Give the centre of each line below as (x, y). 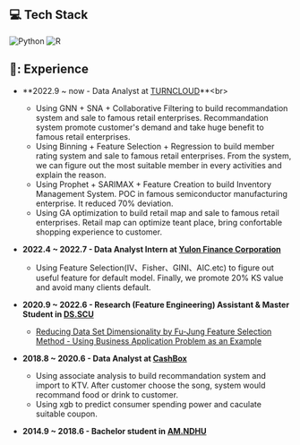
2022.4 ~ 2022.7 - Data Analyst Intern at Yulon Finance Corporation (152, 249)
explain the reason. (71, 175)
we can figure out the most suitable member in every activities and (159, 165)
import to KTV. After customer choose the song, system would (150, 385)
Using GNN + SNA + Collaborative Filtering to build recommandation (162, 108)
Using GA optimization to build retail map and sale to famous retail (157, 212)
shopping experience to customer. (99, 232)
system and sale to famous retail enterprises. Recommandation (152, 117)
